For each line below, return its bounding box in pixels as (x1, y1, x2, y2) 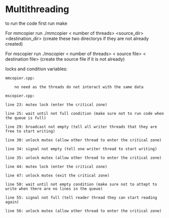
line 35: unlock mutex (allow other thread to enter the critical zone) (5, 155, 162, 160)
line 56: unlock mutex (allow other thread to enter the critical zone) (5, 208, 162, 213)
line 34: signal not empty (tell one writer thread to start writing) (5, 146, 157, 151)
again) (5, 199, 19, 204)
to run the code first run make (5, 20, 67, 26)
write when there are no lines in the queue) (5, 186, 103, 191)
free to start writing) (5, 128, 56, 134)
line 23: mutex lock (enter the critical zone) (5, 102, 108, 107)
